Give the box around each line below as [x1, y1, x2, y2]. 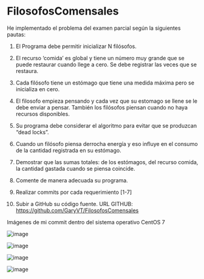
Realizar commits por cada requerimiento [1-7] [15, 188, 132, 196]
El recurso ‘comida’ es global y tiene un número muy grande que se [15, 54, 185, 61]
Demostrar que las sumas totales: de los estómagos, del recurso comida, [15, 158, 199, 165]
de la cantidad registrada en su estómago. [15, 146, 121, 154]
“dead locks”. [15, 128, 49, 136]
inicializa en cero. [15, 85, 60, 92]
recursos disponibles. [15, 110, 70, 117]
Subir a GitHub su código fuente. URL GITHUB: [15, 200, 133, 207]
